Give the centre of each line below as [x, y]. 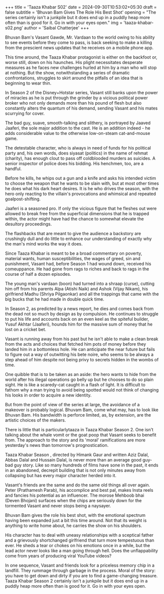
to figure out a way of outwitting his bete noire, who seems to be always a [79, 354]
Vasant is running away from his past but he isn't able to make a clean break [82, 339]
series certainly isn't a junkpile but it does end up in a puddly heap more [78, 17]
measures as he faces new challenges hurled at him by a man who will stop [81, 67]
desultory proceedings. [29, 224]
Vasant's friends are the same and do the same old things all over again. [78, 485]
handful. [13, 169]
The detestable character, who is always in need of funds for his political [78, 148]
